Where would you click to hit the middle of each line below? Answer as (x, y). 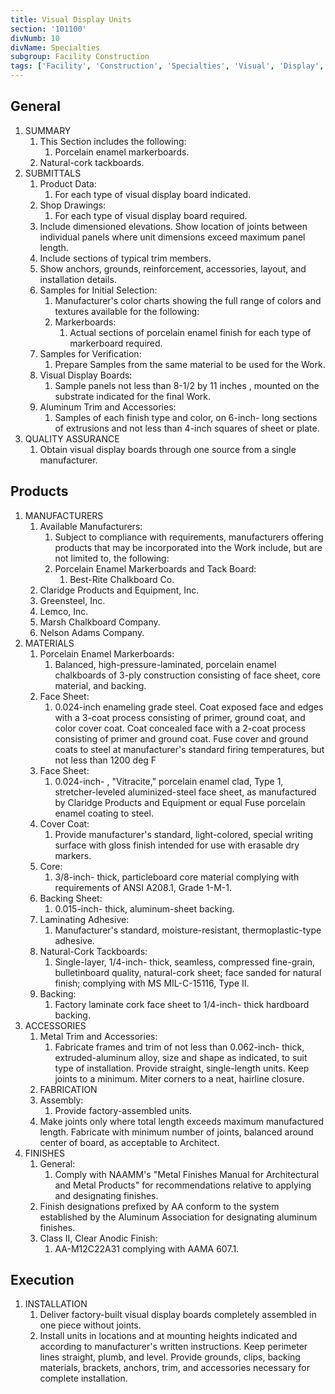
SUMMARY (48, 130)
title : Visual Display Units (71, 19)
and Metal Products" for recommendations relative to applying (183, 1185)
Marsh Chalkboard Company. (100, 622)
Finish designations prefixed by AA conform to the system (159, 1206)
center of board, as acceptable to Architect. (129, 1142)
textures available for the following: (127, 311)
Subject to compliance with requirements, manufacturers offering (189, 537)
